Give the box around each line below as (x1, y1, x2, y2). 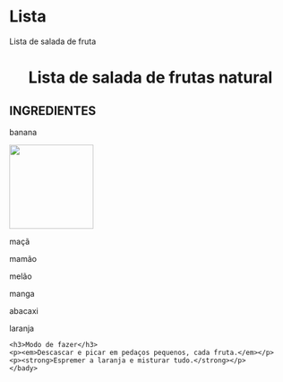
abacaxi (9, 305, 39, 316)
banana (9, 126, 38, 137)
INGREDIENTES (9, 103, 97, 118)
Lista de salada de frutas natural (28, 67, 273, 88)
